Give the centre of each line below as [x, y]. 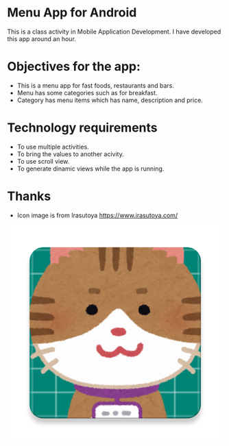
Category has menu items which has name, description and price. [110, 100]
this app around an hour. [42, 38]
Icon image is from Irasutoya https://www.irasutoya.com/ [97, 215]
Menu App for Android [72, 13]
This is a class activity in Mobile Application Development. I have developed [114, 32]
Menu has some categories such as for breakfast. [87, 92]
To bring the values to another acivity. [71, 154]
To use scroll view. [43, 161]
